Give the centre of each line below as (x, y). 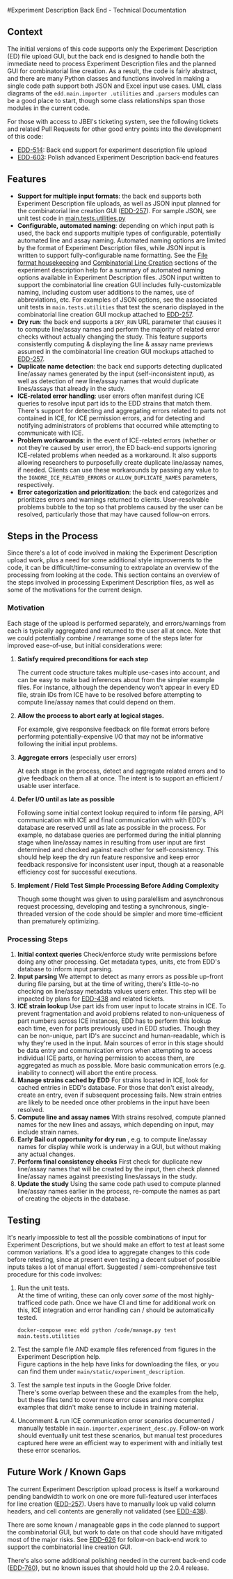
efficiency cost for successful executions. (77, 872)
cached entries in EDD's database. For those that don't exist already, (115, 1088)
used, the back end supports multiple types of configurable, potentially (119, 233)
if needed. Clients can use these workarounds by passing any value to (118, 470)
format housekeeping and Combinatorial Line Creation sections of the (117, 262)
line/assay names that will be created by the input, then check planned (119, 1169)
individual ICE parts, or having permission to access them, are (106, 1058)
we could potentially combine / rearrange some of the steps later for (105, 638)
